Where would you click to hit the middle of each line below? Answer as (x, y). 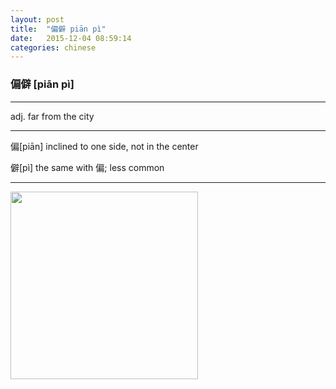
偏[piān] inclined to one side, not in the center (104, 146)
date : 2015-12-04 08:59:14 (71, 38)
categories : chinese (53, 47)
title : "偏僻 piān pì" (58, 29)
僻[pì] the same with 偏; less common (87, 167)
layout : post (37, 19)
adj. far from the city (52, 116)
